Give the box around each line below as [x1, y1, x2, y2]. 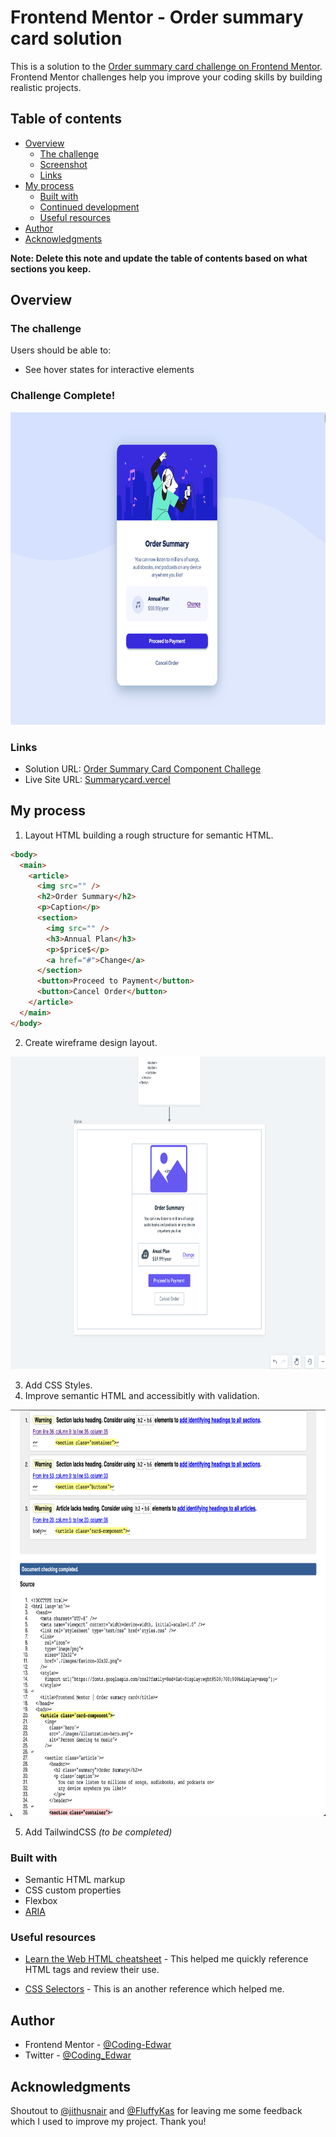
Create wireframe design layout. [24, 1036, 158, 1048]
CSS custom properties [24, 1884, 122, 1896]
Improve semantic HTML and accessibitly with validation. [24, 1389, 260, 1401]
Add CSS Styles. [24, 1379, 93, 1391]
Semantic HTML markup [24, 1874, 126, 1886]
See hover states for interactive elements [24, 364, 195, 376]
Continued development [39, 201, 140, 213]
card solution [10, 27, 123, 50]
